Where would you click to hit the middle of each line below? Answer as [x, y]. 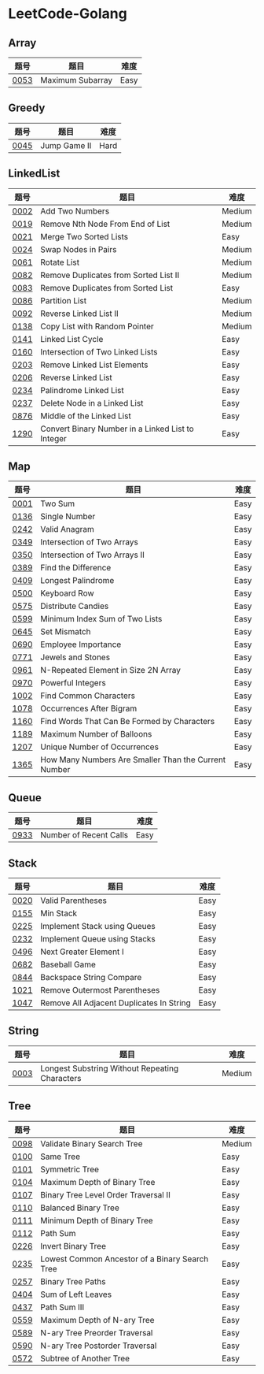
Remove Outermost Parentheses [100, 990]
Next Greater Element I [82, 952]
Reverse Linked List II [80, 314]
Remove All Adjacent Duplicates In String [115, 1003]
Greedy [27, 108]
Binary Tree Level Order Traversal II [106, 1194]
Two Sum [58, 503]
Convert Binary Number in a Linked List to [117, 429]
